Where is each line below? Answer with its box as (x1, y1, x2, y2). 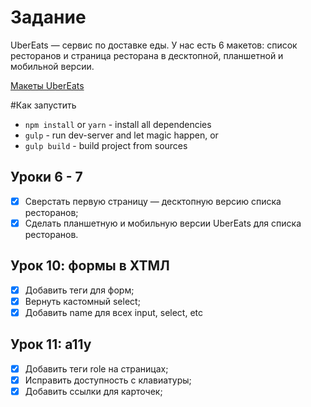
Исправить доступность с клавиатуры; (24, 374, 192, 386)
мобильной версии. (10, 60, 95, 72)
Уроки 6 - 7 (10, 169, 83, 186)
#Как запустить (10, 99, 77, 111)
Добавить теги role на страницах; (24, 362, 169, 375)
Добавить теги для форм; (24, 284, 135, 296)
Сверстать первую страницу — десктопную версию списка (24, 195, 282, 207)
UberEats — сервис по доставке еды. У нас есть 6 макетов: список (10, 39, 298, 51)
